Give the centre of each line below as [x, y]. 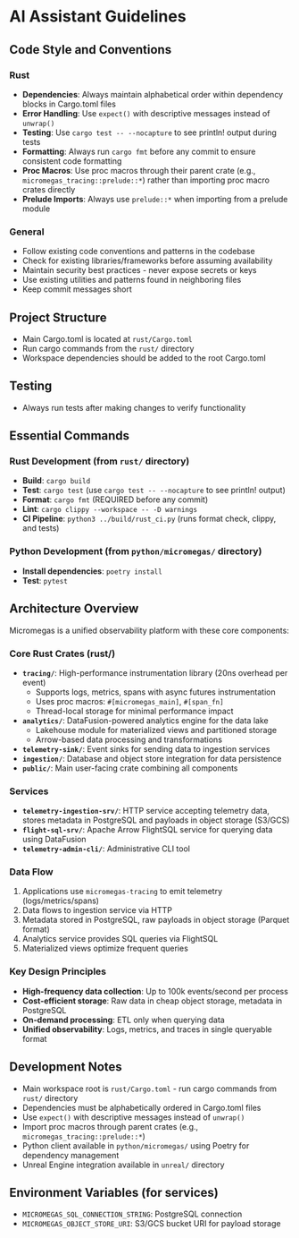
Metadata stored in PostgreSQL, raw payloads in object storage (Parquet [156, 920]
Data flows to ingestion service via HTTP [97, 910]
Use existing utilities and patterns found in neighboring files [132, 280]
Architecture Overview [74, 609]
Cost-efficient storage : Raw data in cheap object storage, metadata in [152, 1001]
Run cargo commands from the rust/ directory [108, 348]
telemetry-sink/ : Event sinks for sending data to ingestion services [146, 748]
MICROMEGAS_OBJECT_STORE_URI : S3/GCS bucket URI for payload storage [151, 1224]
